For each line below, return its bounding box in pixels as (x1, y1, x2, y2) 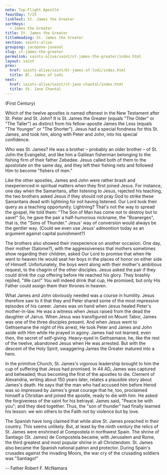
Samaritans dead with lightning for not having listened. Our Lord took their (5, 198, 158, 204)
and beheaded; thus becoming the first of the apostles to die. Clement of (5, 371, 155, 377)
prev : (5, 63, 16, 68)
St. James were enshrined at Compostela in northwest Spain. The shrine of (5, 428, 160, 434)
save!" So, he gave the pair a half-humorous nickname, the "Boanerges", (5, 214, 155, 220)
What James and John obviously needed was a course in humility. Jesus (5, 292, 155, 298)
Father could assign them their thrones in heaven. (5, 282, 107, 288)
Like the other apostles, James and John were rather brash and (5, 177, 136, 183)
